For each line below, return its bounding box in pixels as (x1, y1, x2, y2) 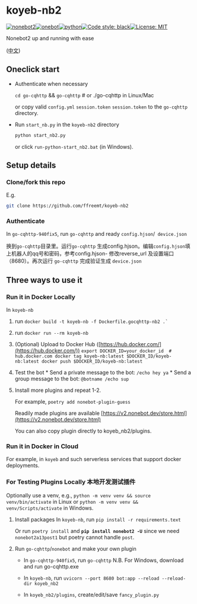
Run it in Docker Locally (6, 293, 76, 301)
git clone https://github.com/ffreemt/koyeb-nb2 (6, 203, 129, 209)
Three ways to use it (6, 275, 83, 285)
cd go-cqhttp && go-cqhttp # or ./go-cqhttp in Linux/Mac (14, 91, 154, 98)
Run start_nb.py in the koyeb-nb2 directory (14, 121, 120, 128)
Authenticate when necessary (14, 80, 88, 87)
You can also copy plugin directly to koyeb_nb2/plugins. (14, 427, 152, 434)
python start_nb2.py (14, 132, 66, 138)
